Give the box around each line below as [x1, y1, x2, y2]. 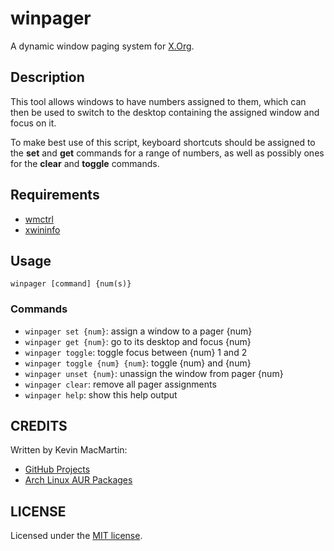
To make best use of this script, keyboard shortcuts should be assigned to [10, 136, 316, 148]
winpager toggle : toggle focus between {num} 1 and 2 [24, 346, 248, 358]
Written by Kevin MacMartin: [10, 444, 128, 456]
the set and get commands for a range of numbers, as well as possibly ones [10, 147, 325, 159]
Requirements [10, 187, 100, 204]
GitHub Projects [24, 463, 91, 476]
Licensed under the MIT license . [10, 530, 143, 542]
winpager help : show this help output [24, 388, 178, 401]
